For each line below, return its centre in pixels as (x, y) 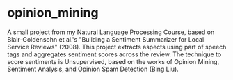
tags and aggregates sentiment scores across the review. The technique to (114, 54)
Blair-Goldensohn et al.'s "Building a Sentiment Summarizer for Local (106, 39)
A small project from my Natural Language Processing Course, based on (111, 32)
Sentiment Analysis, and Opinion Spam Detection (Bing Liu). (93, 69)
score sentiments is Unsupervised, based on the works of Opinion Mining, (113, 61)
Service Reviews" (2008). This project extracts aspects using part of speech (117, 47)
